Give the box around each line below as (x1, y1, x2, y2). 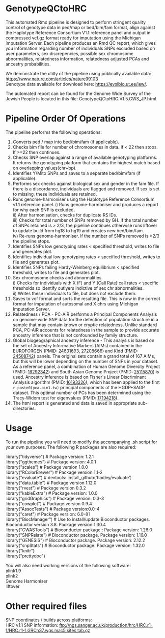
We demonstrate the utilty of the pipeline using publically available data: (5, 70, 151, 76)
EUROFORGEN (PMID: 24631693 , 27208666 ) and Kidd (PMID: (12, 348, 138, 354)
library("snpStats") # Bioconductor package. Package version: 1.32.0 (5, 542, 145, 548)
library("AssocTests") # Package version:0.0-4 (5, 506, 100, 512)
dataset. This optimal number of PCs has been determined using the (12, 390, 151, 395)
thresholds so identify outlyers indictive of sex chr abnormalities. (12, 285, 144, 291)
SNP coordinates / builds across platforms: (5, 617, 92, 623)
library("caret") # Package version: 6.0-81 (5, 511, 90, 517)
